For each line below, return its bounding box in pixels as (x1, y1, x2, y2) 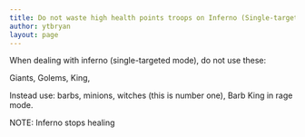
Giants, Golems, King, (9, 73, 91, 83)
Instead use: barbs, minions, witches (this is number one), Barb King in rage (9, 90, 293, 101)
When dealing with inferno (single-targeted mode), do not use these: (9, 55, 267, 66)
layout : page (9, 30, 59, 39)
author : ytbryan (9, 22, 71, 31)
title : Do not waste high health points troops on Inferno (9, 13, 238, 23)
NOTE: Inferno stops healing (9, 117, 115, 128)
